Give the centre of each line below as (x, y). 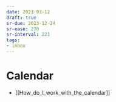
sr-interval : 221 (28, 35)
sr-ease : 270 (23, 29)
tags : (13, 40)
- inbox (16, 46)
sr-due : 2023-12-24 (31, 23)
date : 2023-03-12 (28, 12)
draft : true (21, 18)
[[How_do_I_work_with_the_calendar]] (63, 92)
